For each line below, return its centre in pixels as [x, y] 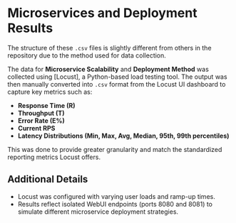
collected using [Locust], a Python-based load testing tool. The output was [117, 77]
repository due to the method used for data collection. [87, 55]
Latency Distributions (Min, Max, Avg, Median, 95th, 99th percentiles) [123, 136]
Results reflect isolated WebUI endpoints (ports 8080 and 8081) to [115, 204]
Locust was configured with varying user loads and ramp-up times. [116, 196]
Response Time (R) [46, 105]
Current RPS [36, 128]
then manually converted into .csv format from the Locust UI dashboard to [117, 84]
